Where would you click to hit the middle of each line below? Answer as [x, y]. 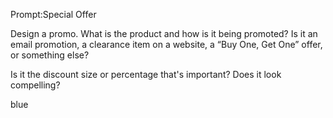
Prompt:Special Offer [53, 14]
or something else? [50, 55]
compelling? [35, 85]
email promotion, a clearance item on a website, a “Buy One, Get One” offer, [166, 44]
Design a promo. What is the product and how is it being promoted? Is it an [164, 33]
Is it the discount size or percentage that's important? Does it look [146, 74]
